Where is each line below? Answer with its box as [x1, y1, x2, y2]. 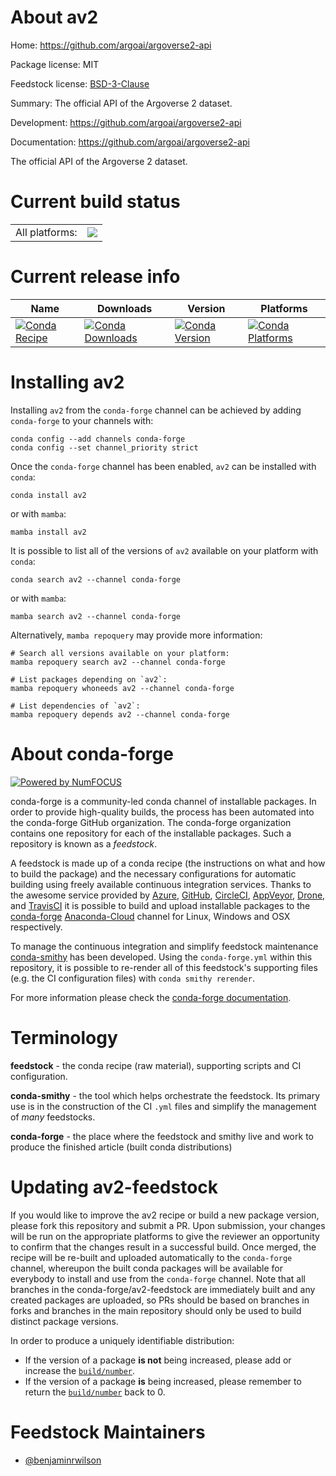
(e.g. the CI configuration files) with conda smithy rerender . [10, 972, 255, 984]
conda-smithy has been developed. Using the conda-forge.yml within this [10, 951, 313, 963]
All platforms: [15, 225, 78, 239]
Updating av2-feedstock [10, 1176, 219, 1198]
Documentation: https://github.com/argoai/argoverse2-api [10, 136, 250, 148]
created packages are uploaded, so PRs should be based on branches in [10, 1294, 310, 1306]
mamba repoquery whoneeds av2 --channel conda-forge [10, 683, 235, 693]
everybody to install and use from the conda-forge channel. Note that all [10, 1272, 306, 1285]
